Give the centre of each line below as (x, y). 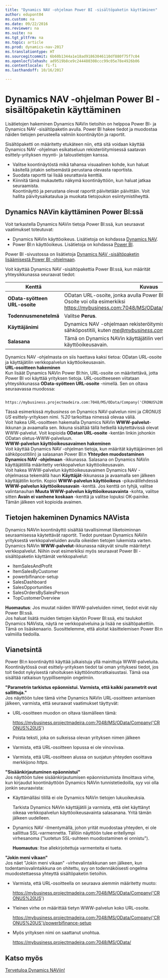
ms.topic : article (24, 42)
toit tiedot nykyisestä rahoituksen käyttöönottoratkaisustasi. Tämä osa (77, 672)
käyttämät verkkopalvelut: (61, 556)
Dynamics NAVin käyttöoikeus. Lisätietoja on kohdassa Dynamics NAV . (85, 239)
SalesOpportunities (32, 587)
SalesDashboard (29, 582)
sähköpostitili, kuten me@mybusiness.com (114, 330)
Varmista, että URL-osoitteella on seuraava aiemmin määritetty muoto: (84, 883)
